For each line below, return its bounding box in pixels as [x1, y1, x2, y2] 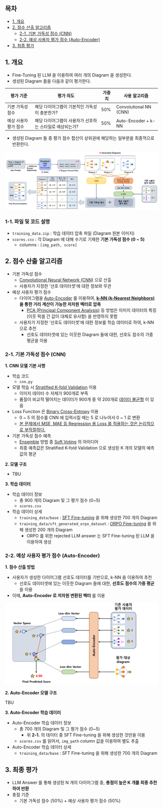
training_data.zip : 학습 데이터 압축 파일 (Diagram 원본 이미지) [12, 230, 135, 236]
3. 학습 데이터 [5, 481, 31, 486]
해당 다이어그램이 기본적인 [34, 104, 84, 110]
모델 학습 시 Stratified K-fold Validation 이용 [12, 384, 97, 390]
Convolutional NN [116, 104, 151, 110]
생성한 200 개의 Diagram [24, 527, 73, 533]
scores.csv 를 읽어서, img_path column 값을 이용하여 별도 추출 [19, 738, 139, 743]
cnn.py [19, 379, 33, 384]
